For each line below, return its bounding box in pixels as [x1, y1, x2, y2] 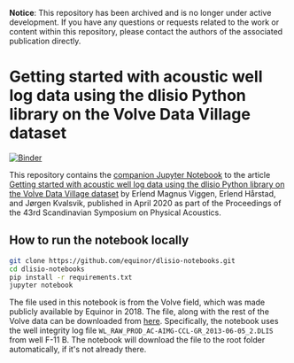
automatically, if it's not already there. [9, 344, 147, 355]
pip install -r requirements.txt [9, 273, 133, 282]
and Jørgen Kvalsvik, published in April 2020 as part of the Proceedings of [9, 197, 282, 208]
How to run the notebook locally [9, 233, 190, 248]
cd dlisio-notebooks [9, 265, 86, 274]
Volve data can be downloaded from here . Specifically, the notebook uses [9, 316, 279, 327]
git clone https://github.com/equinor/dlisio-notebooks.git [9, 256, 236, 265]
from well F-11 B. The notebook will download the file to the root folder [9, 335, 266, 345]
